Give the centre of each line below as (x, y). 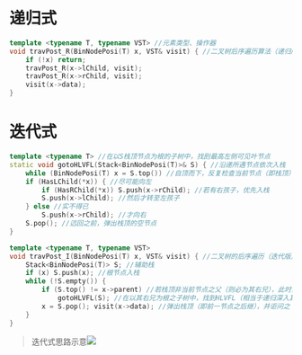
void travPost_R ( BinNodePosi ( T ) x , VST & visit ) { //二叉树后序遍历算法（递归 (150, 51)
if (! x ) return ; (56, 59)
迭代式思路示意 (59, 342)
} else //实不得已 (57, 207)
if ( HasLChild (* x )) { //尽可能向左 (89, 182)
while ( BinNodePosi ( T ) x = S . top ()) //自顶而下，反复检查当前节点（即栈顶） (160, 173)
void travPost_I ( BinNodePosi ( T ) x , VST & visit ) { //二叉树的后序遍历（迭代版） (154, 256)
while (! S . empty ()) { (66, 281)
